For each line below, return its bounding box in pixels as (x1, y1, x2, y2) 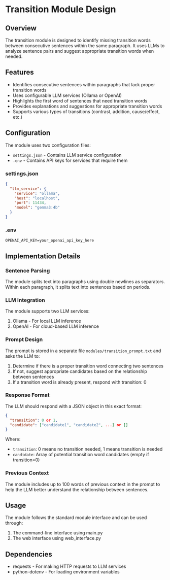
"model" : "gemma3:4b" (14, 205, 60, 210)
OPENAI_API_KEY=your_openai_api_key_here (5, 238, 94, 243)
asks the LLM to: (5, 353, 40, 359)
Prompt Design (5, 336, 43, 343)
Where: (5, 436, 21, 442)
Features (5, 68, 34, 77)
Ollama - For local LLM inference (12, 318, 81, 324)
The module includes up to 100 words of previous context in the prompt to (5, 481, 160, 487)
